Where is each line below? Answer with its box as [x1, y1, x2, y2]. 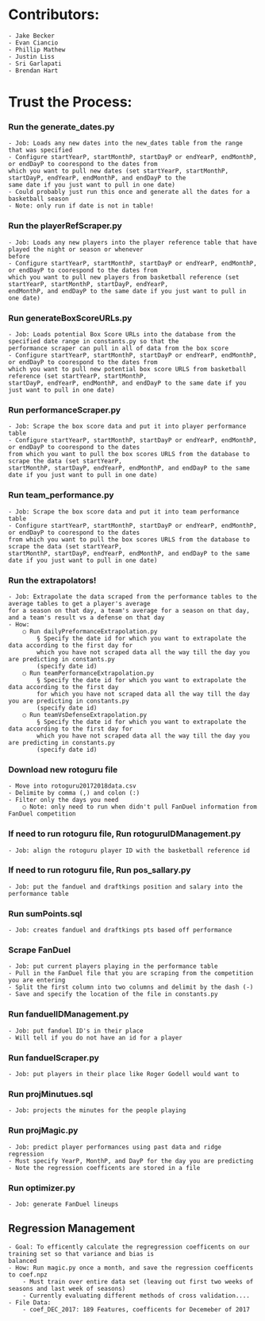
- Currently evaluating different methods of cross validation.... [22, 1292, 250, 1300]
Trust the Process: [8, 93, 132, 111]
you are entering [8, 976, 66, 985]
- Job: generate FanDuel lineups [8, 1200, 119, 1208]
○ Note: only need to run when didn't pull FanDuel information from [22, 803, 258, 812]
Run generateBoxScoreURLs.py [8, 312, 132, 323]
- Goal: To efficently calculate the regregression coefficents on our [8, 1242, 250, 1251]
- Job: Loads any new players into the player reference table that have [8, 238, 258, 246]
